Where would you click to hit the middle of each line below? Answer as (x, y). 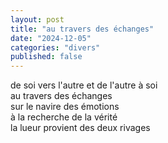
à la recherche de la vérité (64, 117)
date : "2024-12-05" (51, 38)
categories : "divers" (55, 47)
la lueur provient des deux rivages (80, 128)
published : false (46, 57)
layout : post (37, 19)
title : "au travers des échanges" (82, 29)
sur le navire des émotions (65, 107)
